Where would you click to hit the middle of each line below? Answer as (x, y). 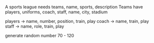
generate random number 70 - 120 (40, 36)
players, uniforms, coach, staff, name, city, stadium (57, 12)
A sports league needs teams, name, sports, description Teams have (74, 7)
